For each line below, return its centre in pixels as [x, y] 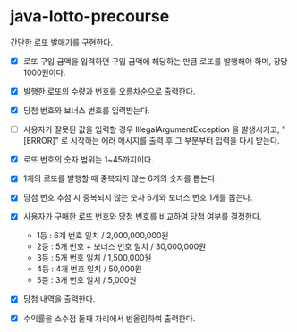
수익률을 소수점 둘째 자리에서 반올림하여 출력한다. [109, 318]
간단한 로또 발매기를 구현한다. [62, 42]
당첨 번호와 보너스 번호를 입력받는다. [86, 111]
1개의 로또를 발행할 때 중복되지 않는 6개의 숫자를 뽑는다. [120, 178]
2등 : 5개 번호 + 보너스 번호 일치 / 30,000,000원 [121, 246]
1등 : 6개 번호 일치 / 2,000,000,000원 [102, 236]
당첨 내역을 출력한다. [59, 299]
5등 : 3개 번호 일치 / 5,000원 [86, 280]
